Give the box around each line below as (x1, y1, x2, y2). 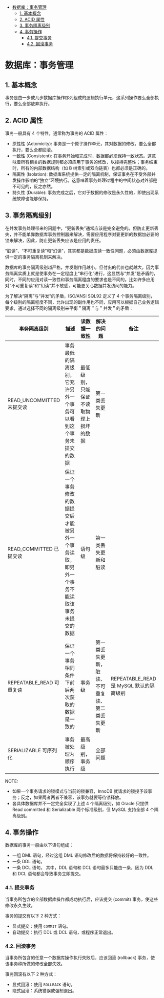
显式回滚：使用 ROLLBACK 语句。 (12, 981, 75, 988)
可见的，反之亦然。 (16, 183, 55, 189)
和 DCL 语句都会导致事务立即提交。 (12, 871, 83, 877)
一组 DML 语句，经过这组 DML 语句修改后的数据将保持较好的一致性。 (12, 852, 151, 858)
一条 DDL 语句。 (12, 859, 45, 865)
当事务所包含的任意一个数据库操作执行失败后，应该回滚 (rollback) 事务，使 (5, 955, 155, 961)
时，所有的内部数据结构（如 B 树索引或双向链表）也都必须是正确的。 (12, 165, 150, 171)
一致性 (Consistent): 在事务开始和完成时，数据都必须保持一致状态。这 (12, 153, 152, 159)
